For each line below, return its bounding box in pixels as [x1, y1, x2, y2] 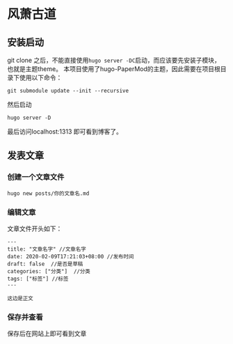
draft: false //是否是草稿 [7, 260, 83, 267]
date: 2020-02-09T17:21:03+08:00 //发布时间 [7, 253, 134, 260]
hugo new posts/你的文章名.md [7, 189, 90, 197]
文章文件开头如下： [7, 224, 63, 233]
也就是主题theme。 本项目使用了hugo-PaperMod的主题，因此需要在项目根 [7, 65, 220, 73]
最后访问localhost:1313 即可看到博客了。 [7, 127, 123, 136]
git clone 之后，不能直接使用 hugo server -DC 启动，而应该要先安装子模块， [7, 56, 221, 64]
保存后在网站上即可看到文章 [7, 329, 87, 338]
